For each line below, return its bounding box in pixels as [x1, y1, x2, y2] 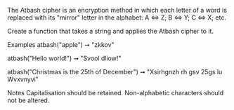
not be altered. [7, 96, 50, 104]
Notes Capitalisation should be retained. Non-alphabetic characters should [7, 89, 224, 97]
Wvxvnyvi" [7, 75, 39, 83]
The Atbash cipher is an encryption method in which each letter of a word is [7, 6, 227, 14]
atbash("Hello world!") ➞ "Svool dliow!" [7, 54, 122, 62]
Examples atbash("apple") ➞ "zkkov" [7, 41, 115, 48]
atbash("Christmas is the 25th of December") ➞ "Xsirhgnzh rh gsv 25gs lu [7, 68, 223, 76]
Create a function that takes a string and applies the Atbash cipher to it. [7, 27, 214, 35]
